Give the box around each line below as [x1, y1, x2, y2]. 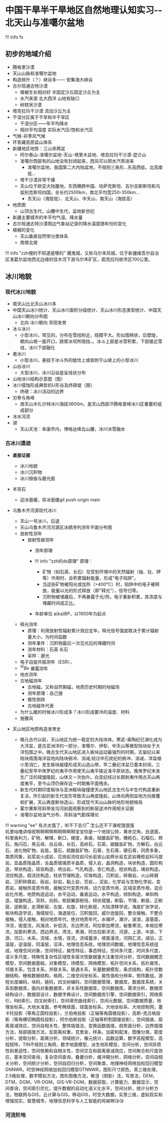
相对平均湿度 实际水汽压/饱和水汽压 [19, 126, 93, 133]
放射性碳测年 [27, 536, 54, 542]
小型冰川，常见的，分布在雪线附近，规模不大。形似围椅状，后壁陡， [19, 332, 160, 338]
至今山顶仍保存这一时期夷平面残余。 [37, 780, 112, 786]
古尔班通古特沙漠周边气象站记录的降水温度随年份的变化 [12, 220, 126, 226]
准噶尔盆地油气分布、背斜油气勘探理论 [19, 812, 99, 818]
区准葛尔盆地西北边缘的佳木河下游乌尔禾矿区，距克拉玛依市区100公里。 [5, 256, 153, 262]
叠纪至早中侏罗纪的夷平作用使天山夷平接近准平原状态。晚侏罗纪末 [19, 768, 156, 774]
